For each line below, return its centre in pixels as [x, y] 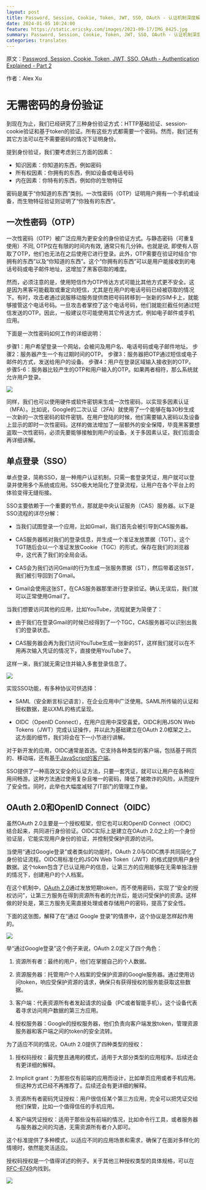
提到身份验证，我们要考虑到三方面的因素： [60, 152]
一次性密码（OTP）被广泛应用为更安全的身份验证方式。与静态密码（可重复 [101, 238]
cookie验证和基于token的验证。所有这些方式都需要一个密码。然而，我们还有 [102, 131]
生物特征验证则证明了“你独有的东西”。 [71, 201]
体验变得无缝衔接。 [31, 492]
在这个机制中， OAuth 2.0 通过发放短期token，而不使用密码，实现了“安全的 [100, 888]
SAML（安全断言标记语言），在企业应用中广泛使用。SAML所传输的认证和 [107, 701]
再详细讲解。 [22, 440]
